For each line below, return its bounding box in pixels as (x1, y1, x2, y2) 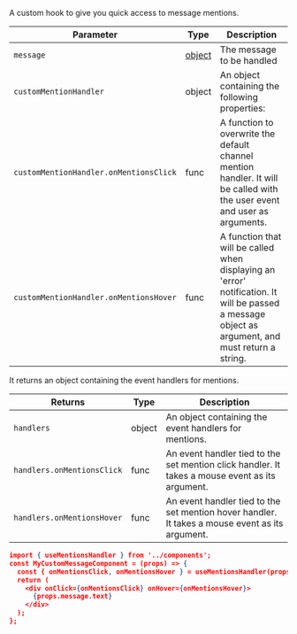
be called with (219, 183, 278, 195)
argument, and (219, 330, 281, 342)
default (219, 139, 250, 151)
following (219, 91, 258, 103)
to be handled (219, 55, 278, 66)
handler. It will (219, 172, 278, 184)
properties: (219, 102, 266, 114)
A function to (219, 117, 274, 128)
